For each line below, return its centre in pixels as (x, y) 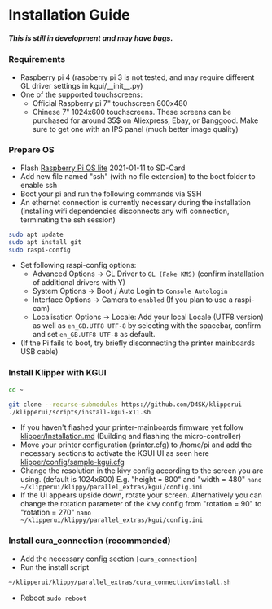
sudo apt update (36, 234)
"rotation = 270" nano (56, 513)
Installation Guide (69, 15)
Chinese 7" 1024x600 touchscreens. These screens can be (132, 112)
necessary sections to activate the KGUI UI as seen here (114, 453)
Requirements (37, 59)
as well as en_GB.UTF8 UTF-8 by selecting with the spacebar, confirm (147, 326)
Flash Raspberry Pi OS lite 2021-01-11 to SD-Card (103, 168)
